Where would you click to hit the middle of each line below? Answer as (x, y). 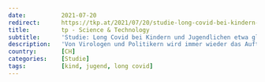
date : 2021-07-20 (52, 15)
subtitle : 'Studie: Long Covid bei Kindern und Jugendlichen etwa (128, 37)
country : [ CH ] (42, 52)
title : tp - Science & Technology (79, 30)
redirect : (24, 23)
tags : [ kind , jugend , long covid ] (81, 66)
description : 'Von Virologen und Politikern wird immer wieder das (125, 45)
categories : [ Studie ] (49, 59)
